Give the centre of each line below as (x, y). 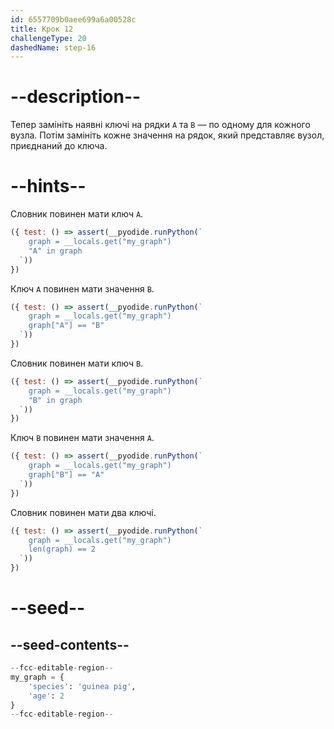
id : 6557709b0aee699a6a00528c (73, 19)
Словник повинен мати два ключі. (83, 512)
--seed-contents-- (70, 644)
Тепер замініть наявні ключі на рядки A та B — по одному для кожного (160, 125)
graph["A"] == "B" (66, 326)
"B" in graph (55, 400)
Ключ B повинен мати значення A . (82, 438)
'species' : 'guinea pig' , (82, 686)
